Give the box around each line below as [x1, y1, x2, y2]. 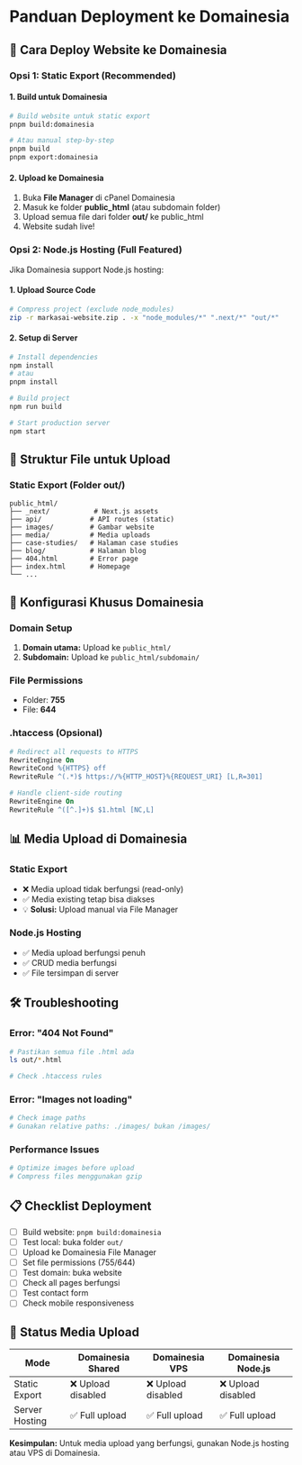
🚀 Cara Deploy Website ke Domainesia [9, 42, 227, 58]
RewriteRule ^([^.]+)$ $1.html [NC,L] [9, 805, 155, 814]
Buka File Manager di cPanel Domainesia [22, 192, 175, 204]
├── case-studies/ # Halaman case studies [9, 539, 179, 548]
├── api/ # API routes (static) [9, 515, 175, 524]
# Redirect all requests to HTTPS [9, 747, 139, 756]
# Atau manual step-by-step [9, 136, 115, 145]
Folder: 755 [22, 695, 66, 705]
